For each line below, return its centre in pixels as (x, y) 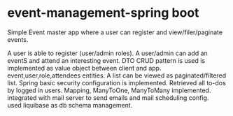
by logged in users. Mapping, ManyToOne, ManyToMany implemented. (109, 90)
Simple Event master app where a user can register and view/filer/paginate (115, 32)
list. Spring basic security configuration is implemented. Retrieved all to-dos (116, 82)
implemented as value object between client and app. (84, 68)
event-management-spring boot (103, 13)
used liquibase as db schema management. (70, 105)
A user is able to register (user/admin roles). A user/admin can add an (107, 53)
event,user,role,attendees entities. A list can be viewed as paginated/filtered (117, 75)
